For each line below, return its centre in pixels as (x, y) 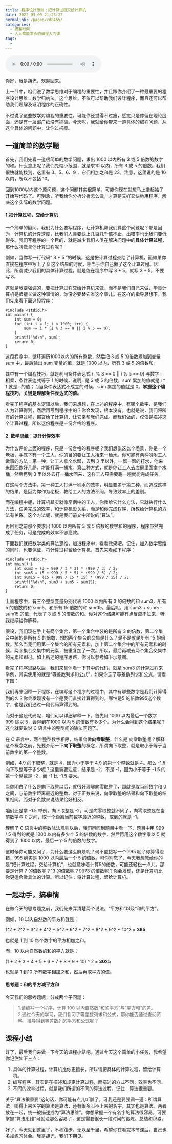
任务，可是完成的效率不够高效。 (48, 532)
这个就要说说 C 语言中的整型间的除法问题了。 (53, 728)
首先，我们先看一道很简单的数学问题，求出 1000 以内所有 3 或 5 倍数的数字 (84, 159)
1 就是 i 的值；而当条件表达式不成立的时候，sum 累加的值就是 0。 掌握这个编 (85, 386)
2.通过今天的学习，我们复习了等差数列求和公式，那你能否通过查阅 (87, 1014)
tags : (11, 39)
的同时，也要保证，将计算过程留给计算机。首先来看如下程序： (70, 550)
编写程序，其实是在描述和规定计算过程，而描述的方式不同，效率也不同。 (89, 1082)
